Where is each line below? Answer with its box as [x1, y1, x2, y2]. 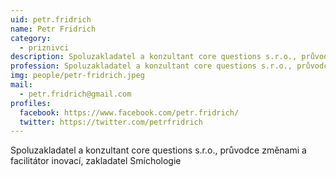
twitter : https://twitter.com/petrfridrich [19, 117, 203, 127]
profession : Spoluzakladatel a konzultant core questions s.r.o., [10, 61, 293, 71]
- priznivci [19, 42, 70, 53]
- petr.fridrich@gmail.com [19, 89, 132, 99]
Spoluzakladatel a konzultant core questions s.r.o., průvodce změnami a [10, 144, 307, 156]
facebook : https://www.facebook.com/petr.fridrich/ [19, 107, 240, 118]
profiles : [10, 98, 52, 108]
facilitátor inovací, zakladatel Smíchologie [10, 155, 182, 167]
